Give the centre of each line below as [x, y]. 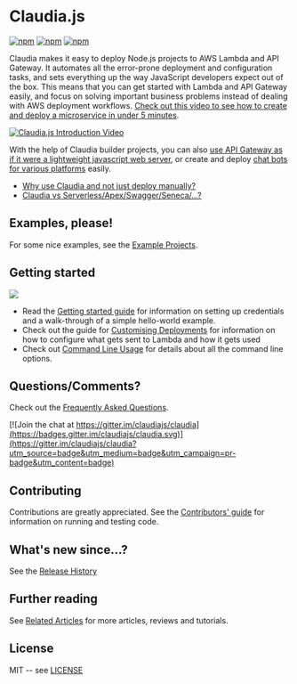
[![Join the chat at [42, 425]
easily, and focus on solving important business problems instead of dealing [148, 96]
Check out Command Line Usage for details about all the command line [153, 348]
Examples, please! [61, 223]
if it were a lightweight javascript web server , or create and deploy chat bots [148, 159]
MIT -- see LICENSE [46, 670]
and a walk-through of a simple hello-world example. [119, 320]
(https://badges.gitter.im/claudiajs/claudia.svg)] [96, 435]
